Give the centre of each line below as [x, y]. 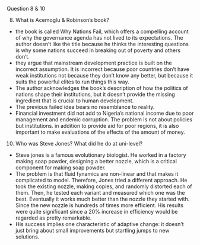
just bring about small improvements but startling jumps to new [92, 231]
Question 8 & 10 [26, 9]
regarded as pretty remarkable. [53, 218]
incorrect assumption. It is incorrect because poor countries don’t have [102, 69]
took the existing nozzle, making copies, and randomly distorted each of [104, 186]
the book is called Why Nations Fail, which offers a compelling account [102, 31]
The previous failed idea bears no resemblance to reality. [85, 107]
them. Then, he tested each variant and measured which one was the [100, 193]
